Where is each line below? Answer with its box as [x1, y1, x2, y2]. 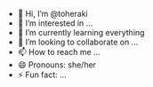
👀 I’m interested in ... [17, 18, 93, 28]
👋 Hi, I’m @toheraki [17, 9, 89, 19]
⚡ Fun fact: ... [17, 69, 67, 80]
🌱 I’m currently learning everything [17, 28, 145, 37]
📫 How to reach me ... [17, 47, 101, 57]
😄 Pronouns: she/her [17, 59, 96, 70]
